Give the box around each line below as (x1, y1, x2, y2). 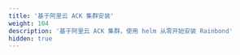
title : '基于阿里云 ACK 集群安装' (8, 11, 115, 20)
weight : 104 (8, 19, 49, 27)
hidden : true (8, 34, 53, 43)
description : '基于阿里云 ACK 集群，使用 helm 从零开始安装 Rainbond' (8, 27, 233, 35)
